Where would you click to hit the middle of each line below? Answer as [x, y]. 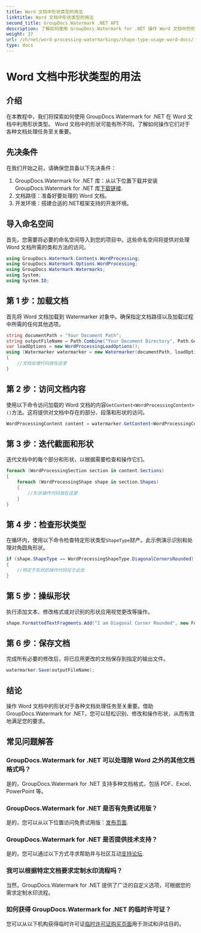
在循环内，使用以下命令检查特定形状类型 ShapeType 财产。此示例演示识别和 [97, 540]
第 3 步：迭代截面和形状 [50, 444]
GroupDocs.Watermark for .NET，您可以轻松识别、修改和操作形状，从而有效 [100, 713]
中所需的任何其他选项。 [35, 324]
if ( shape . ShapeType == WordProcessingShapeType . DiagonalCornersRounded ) [100, 559]
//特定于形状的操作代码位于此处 [51, 570]
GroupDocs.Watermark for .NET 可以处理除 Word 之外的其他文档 [100, 761]
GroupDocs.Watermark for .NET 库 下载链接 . [69, 188]
